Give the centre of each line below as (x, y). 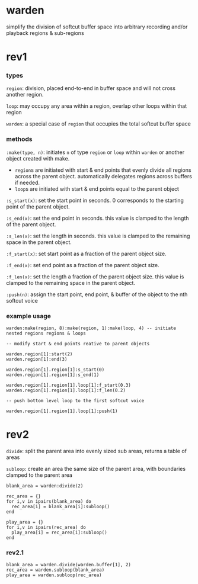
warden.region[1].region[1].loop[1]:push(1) (62, 411)
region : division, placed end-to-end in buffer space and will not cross (91, 88)
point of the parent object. (38, 206)
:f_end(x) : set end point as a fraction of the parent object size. (83, 265)
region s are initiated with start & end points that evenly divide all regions (103, 170)
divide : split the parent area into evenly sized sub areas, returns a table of (96, 451)
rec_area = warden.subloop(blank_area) (55, 570)
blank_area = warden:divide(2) (45, 486)
